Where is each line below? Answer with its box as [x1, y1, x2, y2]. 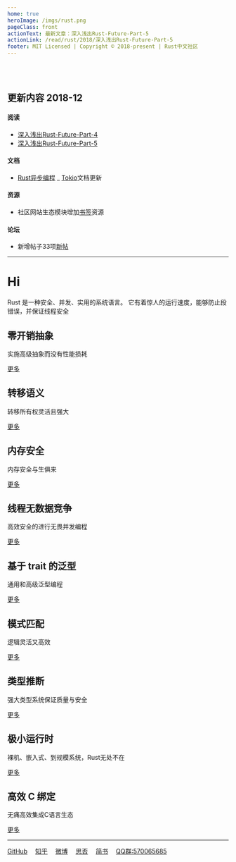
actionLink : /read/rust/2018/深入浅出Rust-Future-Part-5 [7, 37, 173, 44]
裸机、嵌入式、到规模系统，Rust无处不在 [7, 753, 125, 761]
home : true [7, 10, 39, 18]
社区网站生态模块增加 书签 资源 [17, 208, 104, 216]
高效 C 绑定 [7, 791, 56, 803]
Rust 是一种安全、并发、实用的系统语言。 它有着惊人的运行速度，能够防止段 [7, 298, 227, 307]
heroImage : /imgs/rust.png [7, 17, 86, 24]
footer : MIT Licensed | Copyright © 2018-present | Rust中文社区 [7, 43, 199, 50]
